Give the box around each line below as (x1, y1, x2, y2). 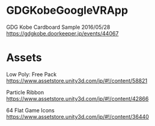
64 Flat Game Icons (6, 106, 55, 114)
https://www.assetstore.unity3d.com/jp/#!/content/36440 (6, 113, 149, 120)
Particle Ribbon (6, 88, 44, 96)
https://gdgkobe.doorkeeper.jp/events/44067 (6, 29, 119, 37)
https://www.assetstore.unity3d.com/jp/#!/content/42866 (6, 95, 149, 102)
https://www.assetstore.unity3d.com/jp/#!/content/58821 (6, 77, 148, 84)
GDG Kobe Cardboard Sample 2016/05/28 (6, 23, 111, 31)
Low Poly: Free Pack (6, 70, 57, 78)
